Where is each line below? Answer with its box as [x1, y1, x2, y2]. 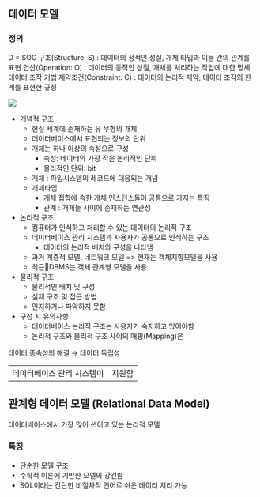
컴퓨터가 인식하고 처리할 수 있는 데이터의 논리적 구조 [31, 222, 192, 232]
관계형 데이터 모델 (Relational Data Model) [8, 397, 210, 411]
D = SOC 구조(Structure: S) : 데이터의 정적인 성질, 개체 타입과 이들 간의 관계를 [8, 52, 251, 62]
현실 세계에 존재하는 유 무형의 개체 [31, 123, 138, 133]
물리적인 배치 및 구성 [31, 281, 96, 291]
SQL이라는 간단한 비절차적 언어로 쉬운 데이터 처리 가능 [19, 480, 188, 490]
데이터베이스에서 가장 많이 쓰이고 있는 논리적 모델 [8, 420, 160, 429]
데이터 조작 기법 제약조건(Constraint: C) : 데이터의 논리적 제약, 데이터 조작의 [8, 72, 243, 81]
